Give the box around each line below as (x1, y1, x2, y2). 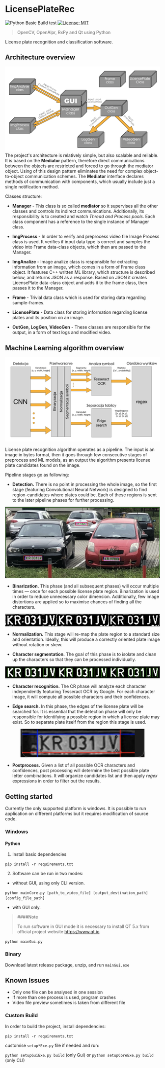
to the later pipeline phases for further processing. (12, 497, 114, 503)
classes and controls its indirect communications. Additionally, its (12, 208, 144, 214)
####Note (17, 914, 38, 920)
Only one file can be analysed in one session (12, 989, 103, 995)
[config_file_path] (5, 896, 45, 901)
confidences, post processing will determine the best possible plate (12, 768, 150, 773)
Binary (5, 951, 21, 958)
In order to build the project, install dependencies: (5, 1023, 106, 1029)
